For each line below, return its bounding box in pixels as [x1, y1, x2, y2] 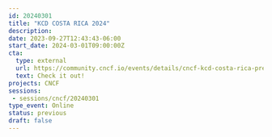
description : [8, 27, 53, 35]
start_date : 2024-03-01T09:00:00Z [8, 42, 125, 50]
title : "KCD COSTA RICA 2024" [8, 19, 111, 27]
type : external [15, 57, 67, 65]
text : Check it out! [15, 72, 85, 80]
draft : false [8, 117, 53, 125]
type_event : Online [8, 102, 74, 110]
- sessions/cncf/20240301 [11, 94, 100, 102]
